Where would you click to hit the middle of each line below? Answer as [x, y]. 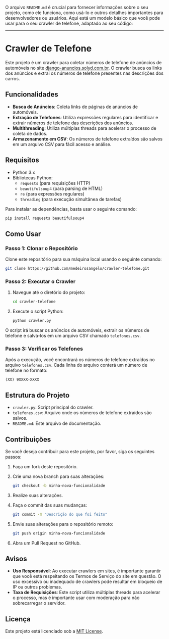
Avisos [16, 558]
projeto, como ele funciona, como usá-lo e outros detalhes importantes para [84, 13]
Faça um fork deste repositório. [45, 466]
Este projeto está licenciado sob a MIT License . [54, 631]
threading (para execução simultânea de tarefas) [71, 199]
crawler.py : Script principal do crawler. [53, 407]
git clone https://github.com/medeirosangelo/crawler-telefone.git [77, 269]
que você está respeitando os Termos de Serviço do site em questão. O [87, 576]
